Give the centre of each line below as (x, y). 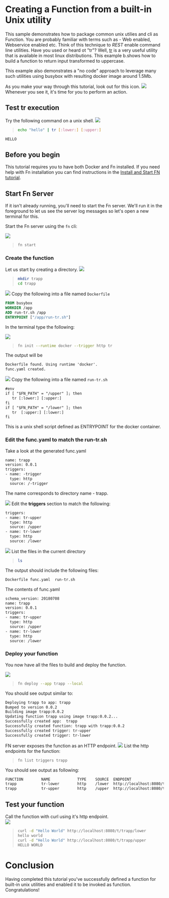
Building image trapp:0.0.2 (35, 712)
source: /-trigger (29, 483)
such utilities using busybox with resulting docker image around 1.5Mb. (79, 76)
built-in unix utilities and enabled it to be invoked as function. (68, 885)
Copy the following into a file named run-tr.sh (60, 380)
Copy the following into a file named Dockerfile (61, 294)
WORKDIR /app (19, 308)
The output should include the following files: (52, 570)
